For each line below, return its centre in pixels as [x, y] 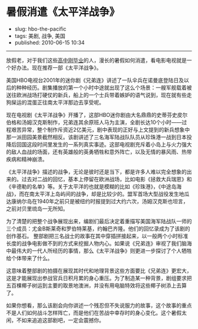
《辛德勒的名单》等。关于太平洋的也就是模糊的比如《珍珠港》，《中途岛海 [94, 186]
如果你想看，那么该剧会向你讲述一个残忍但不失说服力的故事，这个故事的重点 [99, 305]
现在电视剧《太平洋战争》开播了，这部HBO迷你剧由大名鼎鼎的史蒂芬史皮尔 [97, 115]
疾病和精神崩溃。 [27, 159]
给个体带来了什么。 [29, 258]
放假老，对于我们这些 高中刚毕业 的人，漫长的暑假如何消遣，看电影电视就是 [96, 60]
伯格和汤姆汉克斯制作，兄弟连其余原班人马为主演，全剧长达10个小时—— [94, 122]
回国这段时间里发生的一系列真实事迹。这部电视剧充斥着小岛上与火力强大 [104, 144]
